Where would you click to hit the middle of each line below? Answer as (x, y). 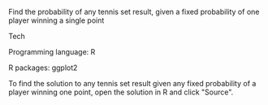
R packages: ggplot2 (43, 68)
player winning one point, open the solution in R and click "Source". (121, 92)
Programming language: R (52, 52)
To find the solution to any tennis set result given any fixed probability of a (132, 83)
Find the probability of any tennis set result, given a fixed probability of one (134, 12)
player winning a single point (56, 20)
